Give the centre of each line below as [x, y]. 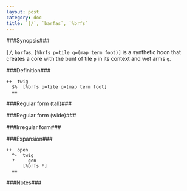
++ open [17, 150]
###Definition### [29, 71]
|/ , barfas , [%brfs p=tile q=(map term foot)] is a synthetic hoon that [93, 52]
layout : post [23, 12]
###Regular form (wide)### [41, 116]
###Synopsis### [28, 41]
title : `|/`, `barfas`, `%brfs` [47, 23]
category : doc [24, 18]
